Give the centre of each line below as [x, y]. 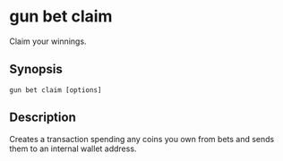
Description [43, 118]
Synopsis [36, 69]
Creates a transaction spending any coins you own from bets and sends [142, 139]
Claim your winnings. [48, 41]
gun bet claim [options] [56, 90]
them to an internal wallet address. [73, 148]
